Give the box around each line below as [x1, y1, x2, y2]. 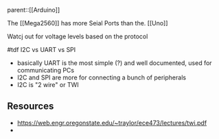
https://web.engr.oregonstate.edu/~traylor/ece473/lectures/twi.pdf [16, 118, 207, 127]
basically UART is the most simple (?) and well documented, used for [16, 59, 212, 67]
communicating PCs [16, 66, 74, 74]
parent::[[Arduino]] [7, 6, 60, 14]
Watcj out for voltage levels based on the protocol [7, 32, 148, 40]
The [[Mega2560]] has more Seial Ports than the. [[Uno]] [7, 19, 168, 27]
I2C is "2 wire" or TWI [16, 81, 79, 88]
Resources [7, 101, 54, 112]
